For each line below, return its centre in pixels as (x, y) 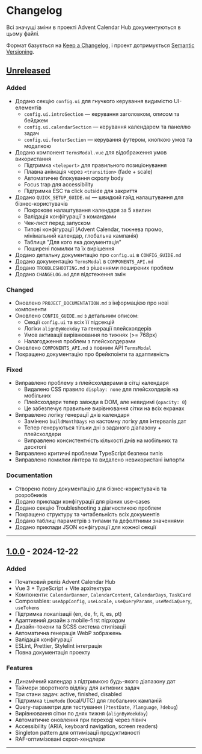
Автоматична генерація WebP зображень (68, 633)
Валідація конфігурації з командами (70, 216)
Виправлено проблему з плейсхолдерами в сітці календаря (92, 383)
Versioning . (20, 51)
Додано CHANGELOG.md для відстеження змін (70, 274)
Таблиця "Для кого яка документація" (73, 242)
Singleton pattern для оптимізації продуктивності (78, 732)
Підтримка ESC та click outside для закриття (81, 191)
